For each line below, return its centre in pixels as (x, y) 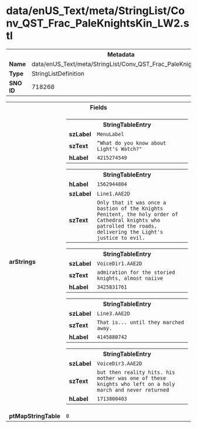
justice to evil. (121, 238)
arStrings (23, 262)
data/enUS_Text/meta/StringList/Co (96, 11)
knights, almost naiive (130, 278)
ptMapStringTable (35, 416)
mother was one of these (131, 378)
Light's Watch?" (119, 149)
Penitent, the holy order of (137, 214)
